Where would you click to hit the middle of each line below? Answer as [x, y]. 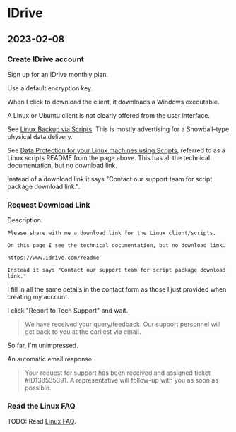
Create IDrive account [46, 59]
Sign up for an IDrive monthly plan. [58, 74]
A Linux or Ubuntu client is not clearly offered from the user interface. [109, 115]
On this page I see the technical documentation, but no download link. [117, 246]
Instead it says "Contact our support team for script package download [117, 270]
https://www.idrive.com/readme [53, 258]
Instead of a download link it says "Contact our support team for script [110, 179]
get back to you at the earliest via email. [83, 332]
